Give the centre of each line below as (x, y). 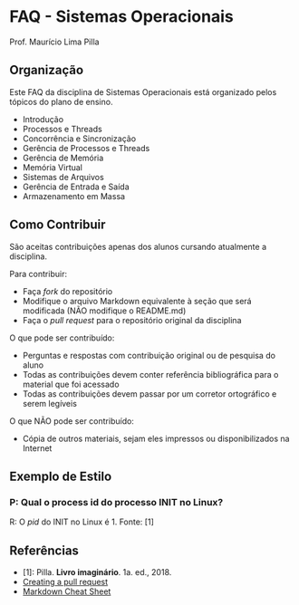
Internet (37, 448)
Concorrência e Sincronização (79, 139)
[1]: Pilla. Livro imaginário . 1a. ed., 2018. (97, 572)
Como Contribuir (58, 225)
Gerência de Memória (63, 158)
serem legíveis (49, 403)
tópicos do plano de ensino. (61, 101)
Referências (44, 550)
